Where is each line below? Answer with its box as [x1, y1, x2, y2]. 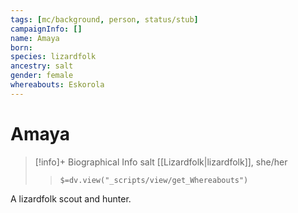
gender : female [10, 71, 74, 81]
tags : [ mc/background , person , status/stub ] [10, 14, 199, 25]
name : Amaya [10, 33, 60, 43]
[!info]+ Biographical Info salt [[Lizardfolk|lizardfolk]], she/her [34, 156, 288, 168]
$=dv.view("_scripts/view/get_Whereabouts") [59, 175, 249, 185]
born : [10, 42, 33, 53]
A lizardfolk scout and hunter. [10, 192, 132, 205]
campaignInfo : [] [10, 24, 83, 34]
